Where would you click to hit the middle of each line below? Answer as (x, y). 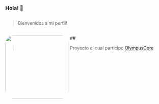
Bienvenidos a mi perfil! (42, 23)
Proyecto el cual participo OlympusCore (112, 48)
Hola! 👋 (15, 8)
